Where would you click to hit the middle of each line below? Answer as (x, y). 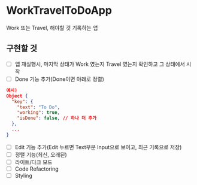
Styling (24, 175)
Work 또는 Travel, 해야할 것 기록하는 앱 (52, 28)
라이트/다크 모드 (34, 162)
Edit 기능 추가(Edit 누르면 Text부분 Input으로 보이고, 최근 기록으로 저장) (98, 147)
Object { (17, 96)
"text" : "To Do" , (39, 107)
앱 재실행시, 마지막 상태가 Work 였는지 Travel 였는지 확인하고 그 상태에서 (100, 64)
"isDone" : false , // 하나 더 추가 (57, 118)
